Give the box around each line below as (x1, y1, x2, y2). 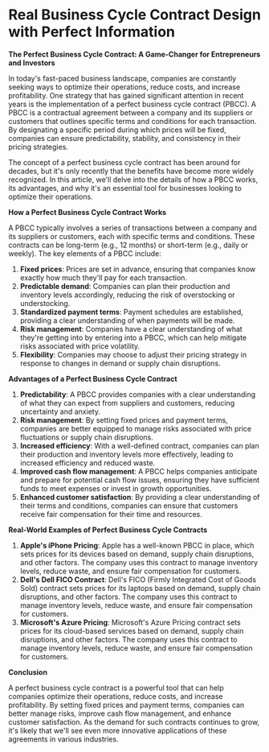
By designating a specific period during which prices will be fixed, (8, 125, 226, 134)
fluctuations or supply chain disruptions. (19, 432, 154, 442)
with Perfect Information (8, 23, 175, 41)
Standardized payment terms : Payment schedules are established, (19, 307, 243, 316)
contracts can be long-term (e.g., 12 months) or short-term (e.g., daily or (8, 240, 249, 250)
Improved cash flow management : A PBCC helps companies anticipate (19, 466, 258, 476)
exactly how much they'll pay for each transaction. (19, 272, 187, 283)
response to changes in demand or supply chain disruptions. (19, 358, 221, 368)
